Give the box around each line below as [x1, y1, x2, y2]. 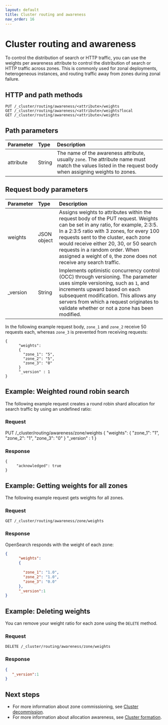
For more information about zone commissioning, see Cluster [12, 703, 139, 709]
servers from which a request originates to [59, 298, 159, 305]
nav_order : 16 [5, 17, 35, 22]
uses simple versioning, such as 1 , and [59, 279, 149, 286]
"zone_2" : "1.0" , [23, 574, 59, 579]
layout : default [5, 7, 39, 13]
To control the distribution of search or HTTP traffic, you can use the [5, 55, 146, 61]
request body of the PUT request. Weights [59, 215, 158, 222]
